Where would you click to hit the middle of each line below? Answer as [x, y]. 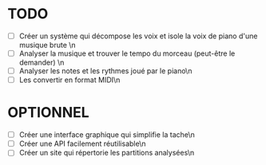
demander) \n [42, 63]
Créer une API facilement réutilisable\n [82, 143]
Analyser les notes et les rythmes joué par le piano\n [105, 71]
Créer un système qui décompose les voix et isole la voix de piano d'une [138, 36]
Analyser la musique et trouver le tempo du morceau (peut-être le [127, 53]
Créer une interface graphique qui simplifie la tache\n [107, 135]
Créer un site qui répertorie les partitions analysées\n [107, 153]
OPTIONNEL [48, 113]
